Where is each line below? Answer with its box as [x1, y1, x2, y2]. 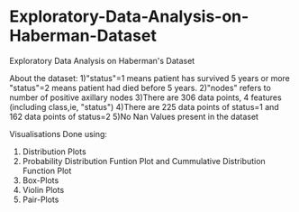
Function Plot [22, 165, 72, 176]
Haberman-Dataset [9, 25, 158, 46]
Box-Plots [22, 174, 59, 186]
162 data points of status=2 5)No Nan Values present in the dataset [9, 111, 259, 122]
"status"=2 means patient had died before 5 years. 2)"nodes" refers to [9, 82, 272, 93]
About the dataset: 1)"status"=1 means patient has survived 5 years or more [9, 72, 291, 83]
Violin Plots [22, 184, 65, 195]
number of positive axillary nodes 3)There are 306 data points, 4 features [9, 92, 282, 103]
